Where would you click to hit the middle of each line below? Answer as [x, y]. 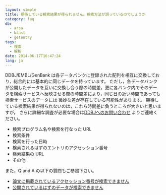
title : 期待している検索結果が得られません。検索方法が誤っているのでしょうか [76, 14]
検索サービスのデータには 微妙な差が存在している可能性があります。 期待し [82, 100]
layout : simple [21, 10]
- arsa [16, 28]
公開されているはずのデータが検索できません [58, 188]
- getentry [21, 38]
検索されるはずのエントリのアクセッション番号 [60, 148]
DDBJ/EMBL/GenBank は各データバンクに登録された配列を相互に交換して [80, 75]
